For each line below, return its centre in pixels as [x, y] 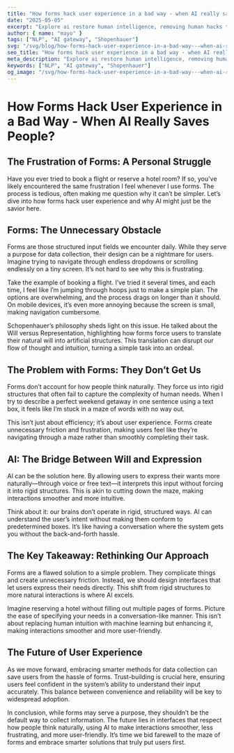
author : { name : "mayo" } [45, 33]
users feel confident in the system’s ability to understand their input [104, 684]
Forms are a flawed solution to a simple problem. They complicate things [111, 572]
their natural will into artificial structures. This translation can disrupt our [110, 341]
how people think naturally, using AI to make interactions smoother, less [110, 727]
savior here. [24, 208]
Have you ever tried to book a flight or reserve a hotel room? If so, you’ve [112, 178]
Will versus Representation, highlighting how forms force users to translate [114, 333]
